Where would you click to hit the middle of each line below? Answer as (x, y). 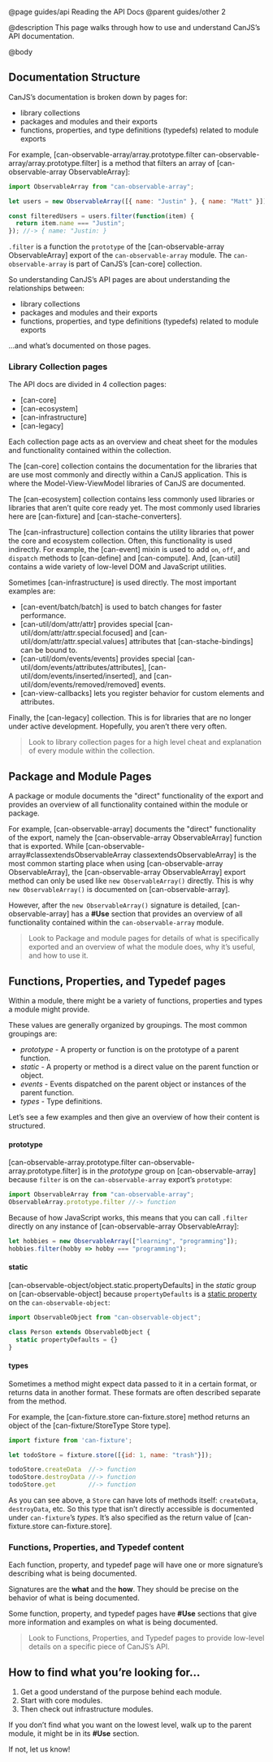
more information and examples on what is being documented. (113, 1622)
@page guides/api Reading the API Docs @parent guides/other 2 (117, 12)
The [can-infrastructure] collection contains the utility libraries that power (131, 533)
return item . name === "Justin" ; (71, 224)
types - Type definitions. (61, 1102)
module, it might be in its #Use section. (74, 1734)
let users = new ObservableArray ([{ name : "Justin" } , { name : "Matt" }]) (138, 201)
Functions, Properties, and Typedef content (96, 1547)
